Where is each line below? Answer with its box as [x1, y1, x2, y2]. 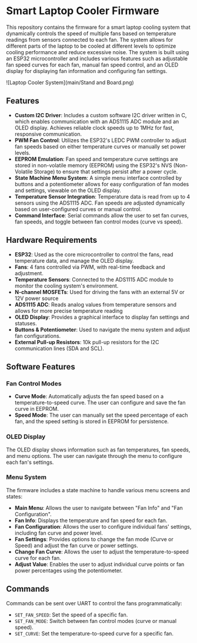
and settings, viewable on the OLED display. [14, 187, 122, 194]
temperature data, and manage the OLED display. [14, 257, 134, 264]
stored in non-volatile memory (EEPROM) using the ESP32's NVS [14, 161, 172, 169]
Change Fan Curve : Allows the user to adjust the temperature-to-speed [14, 548, 189, 555]
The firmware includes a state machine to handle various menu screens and [6, 486, 190, 493]
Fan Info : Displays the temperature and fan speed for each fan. [14, 517, 168, 524]
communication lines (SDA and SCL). [14, 345, 104, 352]
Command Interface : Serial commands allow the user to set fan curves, [14, 212, 189, 219]
